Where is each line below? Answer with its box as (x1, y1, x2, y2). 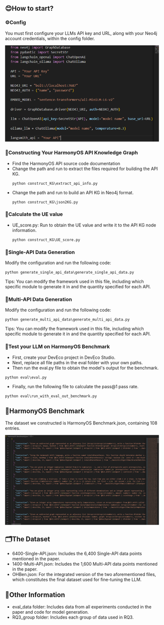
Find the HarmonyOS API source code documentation (12, 160, 121, 166)
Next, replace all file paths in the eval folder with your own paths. (12, 359, 143, 365)
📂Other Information (5, 591, 65, 599)
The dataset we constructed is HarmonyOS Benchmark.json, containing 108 (5, 420, 158, 426)
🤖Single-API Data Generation (5, 249, 75, 255)
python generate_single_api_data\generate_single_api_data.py (5, 270, 134, 275)
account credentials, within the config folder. (5, 35, 95, 41)
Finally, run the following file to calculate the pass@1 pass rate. (12, 383, 139, 389)
